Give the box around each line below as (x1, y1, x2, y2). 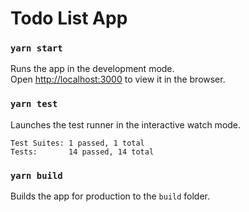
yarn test (10, 98, 58, 110)
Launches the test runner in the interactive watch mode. (10, 118, 242, 131)
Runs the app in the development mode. (10, 63, 175, 75)
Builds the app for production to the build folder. (10, 190, 211, 202)
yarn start (10, 43, 63, 54)
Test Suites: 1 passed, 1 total (10, 138, 145, 148)
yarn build (10, 170, 63, 181)
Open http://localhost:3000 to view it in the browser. (10, 73, 226, 86)
